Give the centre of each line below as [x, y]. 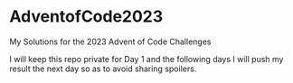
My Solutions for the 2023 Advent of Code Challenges [110, 41]
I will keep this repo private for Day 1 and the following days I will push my [146, 59]
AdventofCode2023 [86, 17]
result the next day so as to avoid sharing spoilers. [103, 69]
